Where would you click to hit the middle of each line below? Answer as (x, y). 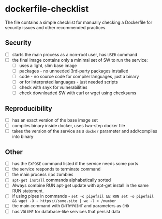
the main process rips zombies (43, 175)
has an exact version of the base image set (55, 120)
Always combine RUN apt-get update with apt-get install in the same (80, 185)
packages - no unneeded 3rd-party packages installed (74, 71)
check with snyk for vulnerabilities (53, 87)
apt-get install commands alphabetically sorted (61, 180)
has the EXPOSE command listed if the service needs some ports (75, 164)
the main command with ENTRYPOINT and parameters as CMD (70, 206)
